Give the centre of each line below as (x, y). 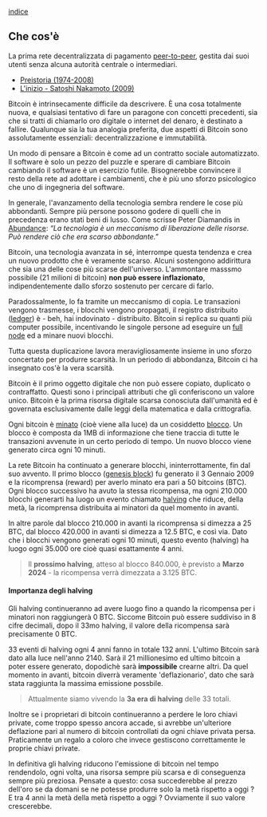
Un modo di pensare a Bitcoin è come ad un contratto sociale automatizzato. (134, 153)
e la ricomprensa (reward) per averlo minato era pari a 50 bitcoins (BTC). (128, 482)
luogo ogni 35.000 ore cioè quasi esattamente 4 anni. (96, 548)
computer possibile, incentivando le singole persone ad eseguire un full (126, 327)
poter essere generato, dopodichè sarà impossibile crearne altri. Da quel (128, 667)
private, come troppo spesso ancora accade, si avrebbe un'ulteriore (120, 723)
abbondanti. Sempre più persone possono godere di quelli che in (115, 211)
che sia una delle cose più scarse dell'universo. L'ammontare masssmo (125, 269)
